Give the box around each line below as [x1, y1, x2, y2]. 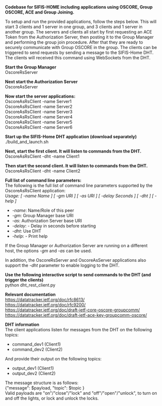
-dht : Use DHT [12, 228, 42, 234]
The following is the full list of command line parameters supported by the [5, 183, 153, 188]
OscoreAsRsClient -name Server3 [5, 109, 73, 115]
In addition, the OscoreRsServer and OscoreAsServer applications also [5, 257, 146, 263]
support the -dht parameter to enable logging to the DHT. [5, 262, 120, 268]
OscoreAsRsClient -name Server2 [5, 104, 73, 109]
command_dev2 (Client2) [12, 347, 63, 352]
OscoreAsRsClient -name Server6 [5, 124, 73, 130]
